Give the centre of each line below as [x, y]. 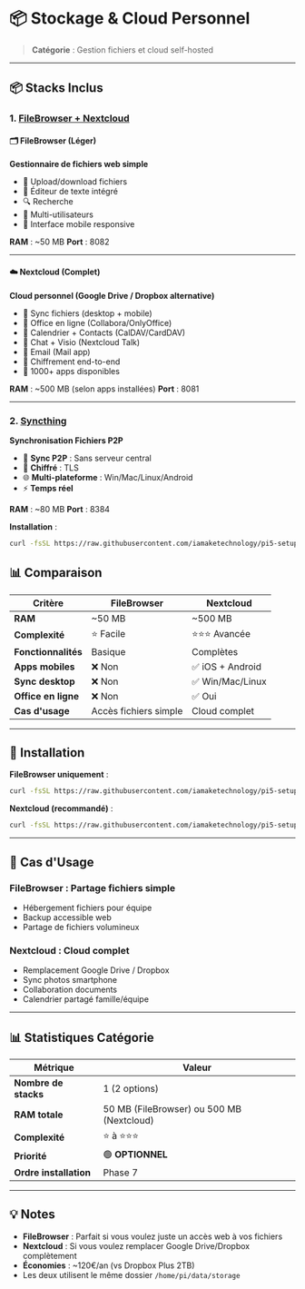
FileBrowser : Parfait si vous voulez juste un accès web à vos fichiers [152, 1236]
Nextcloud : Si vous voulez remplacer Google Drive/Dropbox [136, 1245]
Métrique [54, 1067]
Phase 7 [121, 1172]
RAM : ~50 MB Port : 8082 [59, 242]
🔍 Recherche [48, 202]
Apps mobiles [44, 667]
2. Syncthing [38, 421]
